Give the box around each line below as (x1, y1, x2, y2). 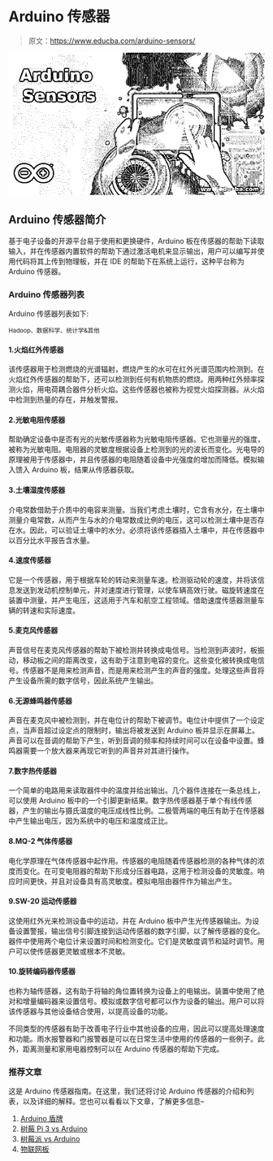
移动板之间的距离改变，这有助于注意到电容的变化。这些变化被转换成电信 (22, 655, 265, 665)
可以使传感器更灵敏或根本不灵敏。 (15, 946, 130, 956)
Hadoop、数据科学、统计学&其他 (8, 327, 100, 335)
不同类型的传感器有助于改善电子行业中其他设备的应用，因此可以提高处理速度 (8, 1024, 265, 1033)
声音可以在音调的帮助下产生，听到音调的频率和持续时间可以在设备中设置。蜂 (8, 736, 265, 746)
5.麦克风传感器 (8, 625, 58, 635)
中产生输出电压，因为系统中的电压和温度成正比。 (8, 816, 172, 826)
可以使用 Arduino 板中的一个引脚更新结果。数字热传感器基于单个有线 (8, 796, 238, 806)
